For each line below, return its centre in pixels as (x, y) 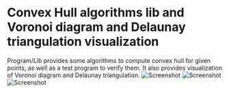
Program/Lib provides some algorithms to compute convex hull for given (109, 60)
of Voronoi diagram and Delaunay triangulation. (73, 75)
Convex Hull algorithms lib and (96, 13)
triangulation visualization (83, 42)
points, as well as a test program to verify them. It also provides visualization (115, 68)
